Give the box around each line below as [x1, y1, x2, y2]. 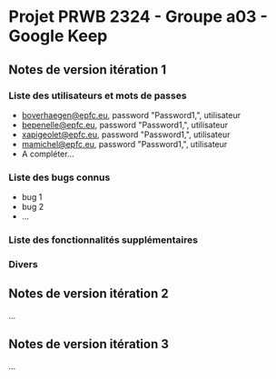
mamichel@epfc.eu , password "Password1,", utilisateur [21, 138, 228, 149]
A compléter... [21, 148, 74, 159]
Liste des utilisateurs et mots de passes [8, 89, 187, 102]
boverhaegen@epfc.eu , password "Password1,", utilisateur [21, 109, 241, 120]
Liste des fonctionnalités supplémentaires [8, 234, 199, 246]
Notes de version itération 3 [8, 336, 169, 352]
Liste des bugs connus [8, 171, 111, 184]
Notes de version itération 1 [8, 62, 167, 77]
